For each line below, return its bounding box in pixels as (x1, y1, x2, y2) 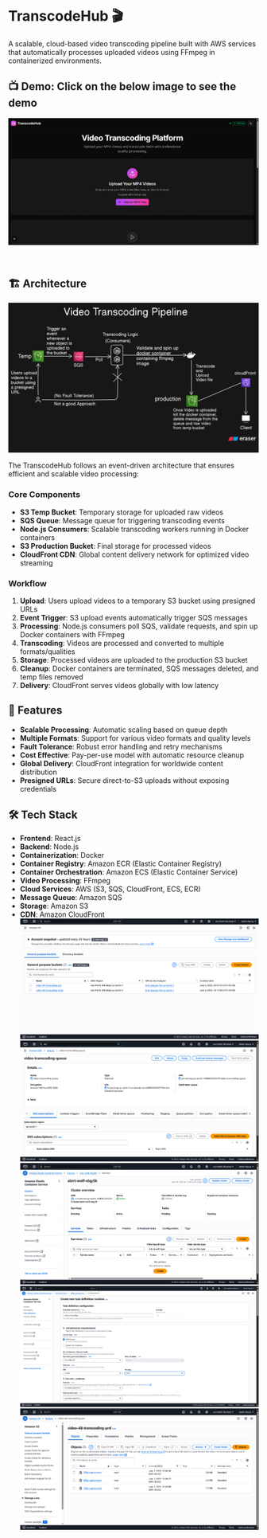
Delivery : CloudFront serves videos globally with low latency (19, 681, 219, 691)
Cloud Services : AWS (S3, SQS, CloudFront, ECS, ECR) (19, 884, 201, 894)
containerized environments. (8, 56, 102, 65)
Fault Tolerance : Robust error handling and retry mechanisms (19, 742, 222, 751)
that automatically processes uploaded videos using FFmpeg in (8, 47, 216, 57)
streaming (19, 558, 53, 567)
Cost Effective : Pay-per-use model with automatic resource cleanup (19, 750, 245, 760)
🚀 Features (8, 703, 63, 718)
